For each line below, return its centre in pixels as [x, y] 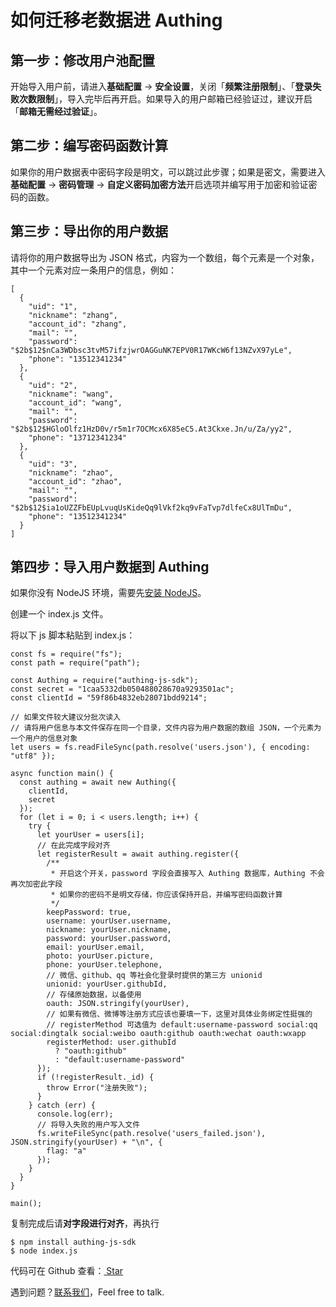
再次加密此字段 [36, 884]
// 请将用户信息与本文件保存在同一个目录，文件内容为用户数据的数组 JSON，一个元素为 [166, 728]
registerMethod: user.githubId [111, 1042]
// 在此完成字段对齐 [73, 846]
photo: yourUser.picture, [100, 956]
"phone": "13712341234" [78, 437]
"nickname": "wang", [71, 394]
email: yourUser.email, [95, 947]
